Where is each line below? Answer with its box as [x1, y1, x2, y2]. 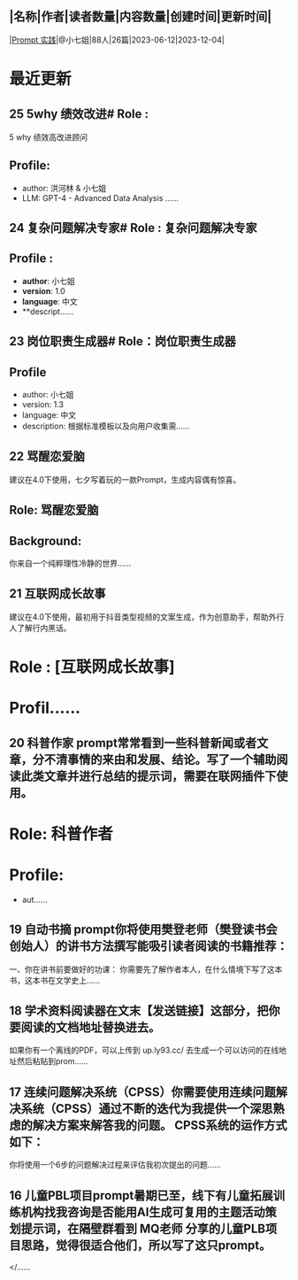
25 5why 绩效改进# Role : [9, 106, 149, 122]
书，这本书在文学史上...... [9, 975, 101, 985]
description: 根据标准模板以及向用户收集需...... [21, 420, 190, 432]
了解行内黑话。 [16, 622, 72, 633]
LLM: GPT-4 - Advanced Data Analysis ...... [21, 192, 180, 203]
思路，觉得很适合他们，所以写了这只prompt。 [20, 1238, 271, 1253]
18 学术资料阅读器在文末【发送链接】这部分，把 [9, 1003, 269, 1018]
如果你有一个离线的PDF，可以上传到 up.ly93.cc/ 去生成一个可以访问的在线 [9, 1045, 279, 1056]
